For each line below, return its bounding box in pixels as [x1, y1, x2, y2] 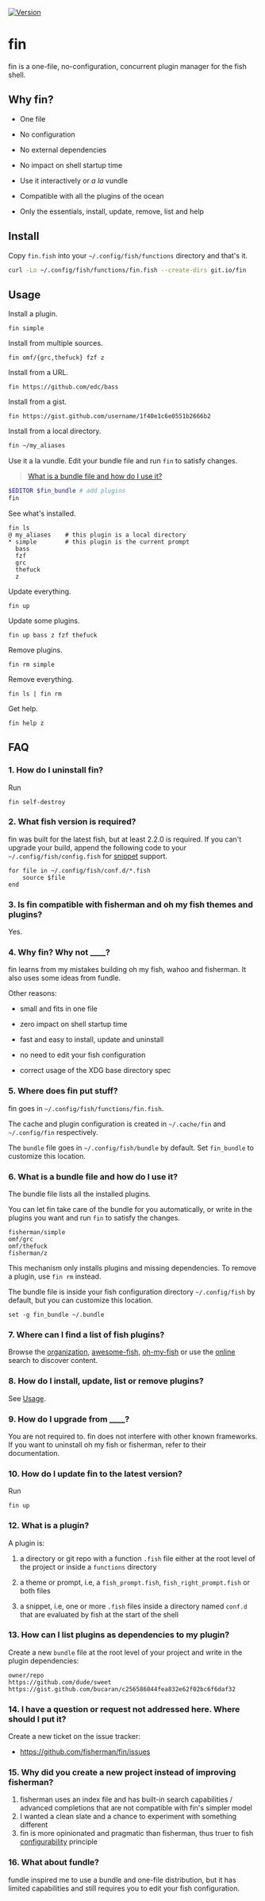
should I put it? [8, 1713, 67, 1725]
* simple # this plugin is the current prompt [8, 537, 190, 546]
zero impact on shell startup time [19, 1020, 128, 1029]
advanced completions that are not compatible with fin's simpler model [19, 1803, 252, 1813]
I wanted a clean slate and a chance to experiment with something [19, 1812, 236, 1822]
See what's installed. [8, 509, 77, 518]
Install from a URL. [8, 368, 69, 377]
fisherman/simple [8, 1229, 66, 1237]
